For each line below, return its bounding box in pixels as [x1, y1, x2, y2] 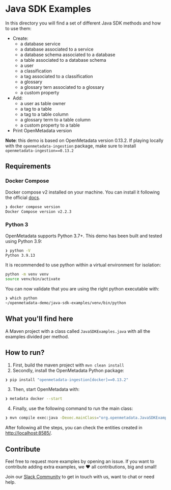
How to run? [5, 348, 45, 357]
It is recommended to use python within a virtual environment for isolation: [5, 262, 161, 268]
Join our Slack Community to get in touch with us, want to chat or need [5, 473, 155, 480]
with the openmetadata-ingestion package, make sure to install [5, 142, 136, 149]
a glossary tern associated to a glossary [20, 84, 104, 90]
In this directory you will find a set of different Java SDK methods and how [5, 20, 161, 26]
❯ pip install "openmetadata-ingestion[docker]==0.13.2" [5, 377, 129, 382]
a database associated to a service [20, 46, 94, 52]
